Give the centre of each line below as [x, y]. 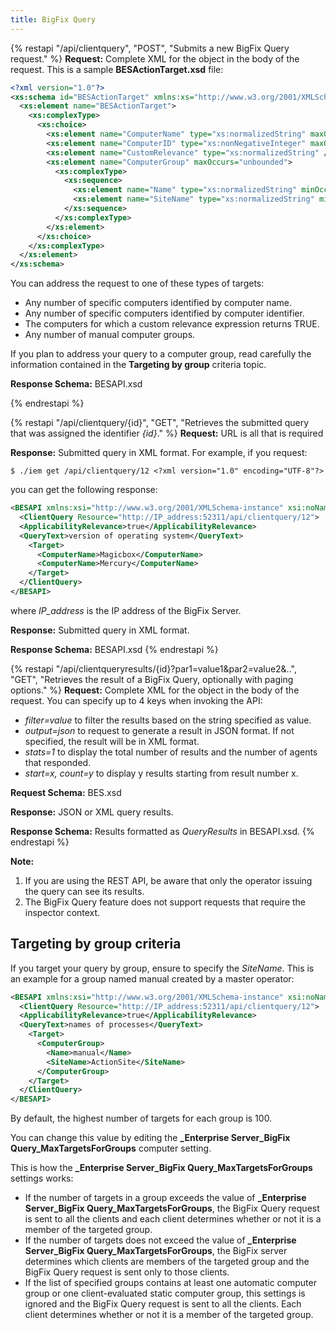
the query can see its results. [84, 891]
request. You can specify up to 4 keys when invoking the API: [136, 700]
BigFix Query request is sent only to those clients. [127, 1272]
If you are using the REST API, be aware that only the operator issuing [168, 880]
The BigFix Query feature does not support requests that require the [165, 902]
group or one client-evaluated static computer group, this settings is [165, 1293]
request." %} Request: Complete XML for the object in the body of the [155, 58]
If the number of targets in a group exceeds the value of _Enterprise [165, 1198]
